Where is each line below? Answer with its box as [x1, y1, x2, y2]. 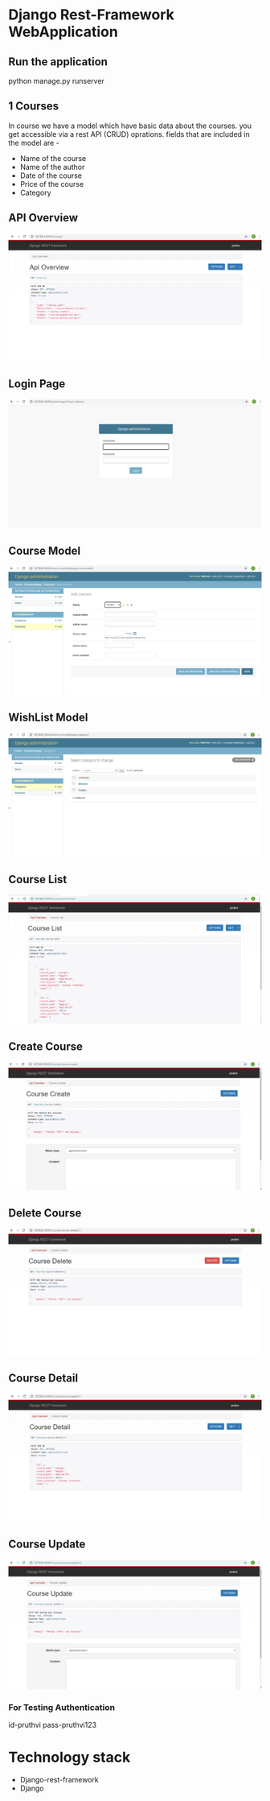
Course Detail [8, 1371, 79, 1385]
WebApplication [8, 23, 118, 41]
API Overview [8, 211, 79, 225]
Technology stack [8, 1749, 131, 1766]
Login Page [8, 377, 66, 391]
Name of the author [19, 162, 85, 171]
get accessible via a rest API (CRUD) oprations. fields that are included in [8, 129, 251, 138]
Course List [8, 873, 67, 886]
